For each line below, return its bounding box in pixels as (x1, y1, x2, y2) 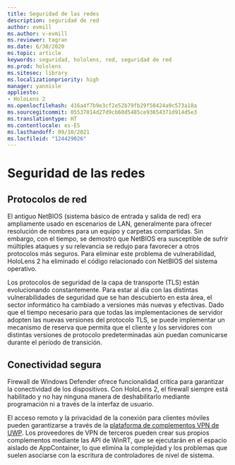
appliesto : (7, 89, 40, 96)
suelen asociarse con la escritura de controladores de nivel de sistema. (7, 451, 215, 459)
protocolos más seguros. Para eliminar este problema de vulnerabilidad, (7, 250, 217, 258)
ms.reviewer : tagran (7, 37, 68, 44)
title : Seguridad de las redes (7, 10, 100, 18)
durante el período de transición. (7, 338, 102, 346)
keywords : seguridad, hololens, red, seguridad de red (7, 56, 172, 64)
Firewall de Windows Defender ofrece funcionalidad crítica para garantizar (7, 378, 224, 386)
